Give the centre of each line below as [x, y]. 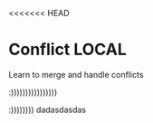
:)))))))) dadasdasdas [48, 109]
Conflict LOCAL [68, 50]
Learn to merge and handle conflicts [76, 74]
